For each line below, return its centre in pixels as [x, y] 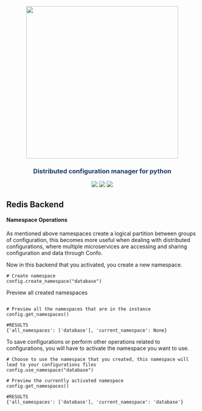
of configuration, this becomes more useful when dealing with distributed [98, 240]
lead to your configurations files [51, 365]
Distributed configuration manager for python [102, 171]
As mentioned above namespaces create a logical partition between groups [101, 233]
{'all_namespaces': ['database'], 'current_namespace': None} [87, 330]
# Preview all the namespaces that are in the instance [78, 309]
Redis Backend [35, 204]
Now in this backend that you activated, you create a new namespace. [94, 265]
